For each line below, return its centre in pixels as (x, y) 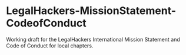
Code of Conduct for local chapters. (50, 46)
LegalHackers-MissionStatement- (91, 11)
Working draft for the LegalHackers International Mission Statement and (93, 39)
